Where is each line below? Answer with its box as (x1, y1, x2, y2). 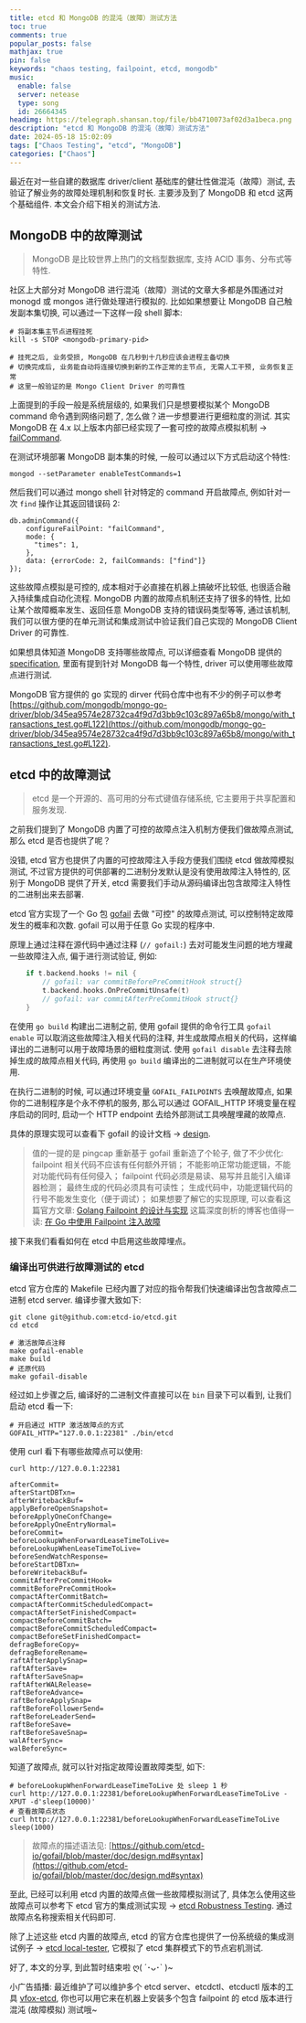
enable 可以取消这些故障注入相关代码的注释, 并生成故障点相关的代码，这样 (9, 1032, 290, 1043)
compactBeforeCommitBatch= (9, 1615, 112, 1625)
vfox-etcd (19, 1992, 57, 2003)
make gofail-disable (9, 1372, 89, 1381)
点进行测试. (9, 669, 53, 681)
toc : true (9, 22, 47, 31)
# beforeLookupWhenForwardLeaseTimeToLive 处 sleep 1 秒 (9, 1781, 228, 1790)
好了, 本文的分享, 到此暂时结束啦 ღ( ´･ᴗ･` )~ (9, 1962, 174, 1973)
